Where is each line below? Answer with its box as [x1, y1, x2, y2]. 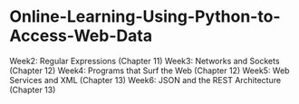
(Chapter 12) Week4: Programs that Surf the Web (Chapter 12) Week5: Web [9, 65, 290, 76]
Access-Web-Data [9, 25, 152, 46]
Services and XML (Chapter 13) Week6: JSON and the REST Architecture [9, 74, 282, 85]
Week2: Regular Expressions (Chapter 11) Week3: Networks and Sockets [9, 55, 280, 66]
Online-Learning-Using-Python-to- [9, 6, 281, 27]
